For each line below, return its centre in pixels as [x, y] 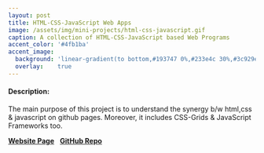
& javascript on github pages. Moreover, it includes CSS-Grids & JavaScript [130, 117]
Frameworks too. [35, 126]
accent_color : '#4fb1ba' [49, 45]
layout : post [29, 15]
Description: [29, 92]
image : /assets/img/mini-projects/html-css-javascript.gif [107, 30]
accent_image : [31, 52]
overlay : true [44, 67]
